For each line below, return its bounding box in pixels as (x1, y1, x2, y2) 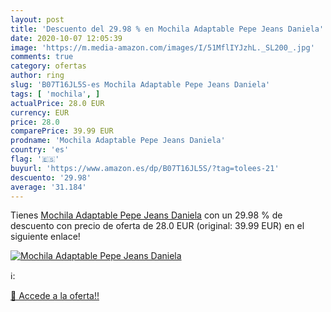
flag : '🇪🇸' (10, 154, 60, 164)
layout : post (10, 14, 65, 25)
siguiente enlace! (10, 231, 81, 243)
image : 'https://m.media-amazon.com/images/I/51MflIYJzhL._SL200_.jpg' (10, 42, 315, 53)
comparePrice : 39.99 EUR (10, 126, 114, 136)
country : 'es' (10, 145, 70, 155)
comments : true (10, 52, 74, 62)
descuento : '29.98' (10, 172, 92, 183)
